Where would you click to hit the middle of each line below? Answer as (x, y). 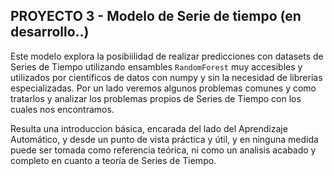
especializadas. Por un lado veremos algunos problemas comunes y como (163, 88)
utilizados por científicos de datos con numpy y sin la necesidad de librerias (166, 77)
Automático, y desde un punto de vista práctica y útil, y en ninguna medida (164, 139)
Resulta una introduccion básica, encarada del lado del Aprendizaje (149, 128)
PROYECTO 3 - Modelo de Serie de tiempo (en (156, 16)
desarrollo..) (50, 32)
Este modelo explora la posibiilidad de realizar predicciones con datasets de (167, 56)
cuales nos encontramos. (62, 109)
